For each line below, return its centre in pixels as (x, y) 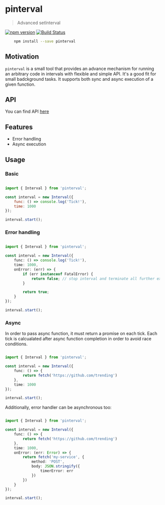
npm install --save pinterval (45, 41)
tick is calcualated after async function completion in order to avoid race (78, 339)
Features (19, 127)
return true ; (36, 292)
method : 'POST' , (48, 462)
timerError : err (57, 471)
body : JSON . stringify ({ (55, 467)
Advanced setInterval (39, 23)
